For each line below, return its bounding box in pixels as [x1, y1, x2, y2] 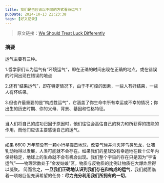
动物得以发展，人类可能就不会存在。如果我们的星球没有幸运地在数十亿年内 [9, 148, 159, 154]
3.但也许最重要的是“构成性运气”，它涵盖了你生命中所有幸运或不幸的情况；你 [5, 99, 158, 105]
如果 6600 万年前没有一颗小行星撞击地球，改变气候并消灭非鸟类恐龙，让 [5, 142, 151, 148]
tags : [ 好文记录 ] [5, 16, 38, 21]
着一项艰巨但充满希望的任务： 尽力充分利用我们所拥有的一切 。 [5, 172, 129, 178]
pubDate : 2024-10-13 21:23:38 [5, 12, 67, 17]
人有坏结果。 [5, 89, 31, 95]
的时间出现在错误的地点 [5, 72, 52, 78]
